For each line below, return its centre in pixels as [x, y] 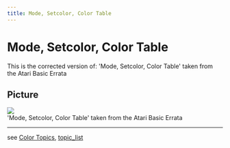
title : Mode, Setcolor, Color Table [59, 13]
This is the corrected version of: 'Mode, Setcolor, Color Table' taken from [110, 66]
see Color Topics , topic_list [45, 138]
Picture [23, 94]
